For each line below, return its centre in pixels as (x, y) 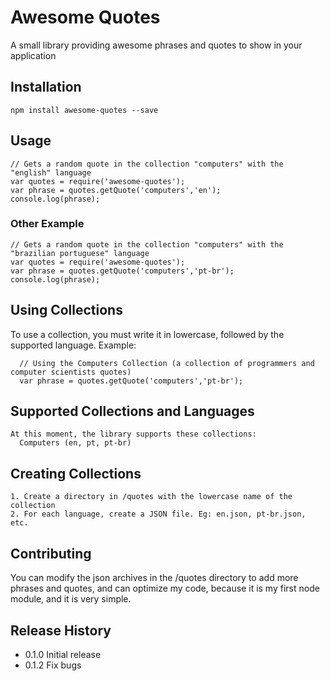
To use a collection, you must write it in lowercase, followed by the (147, 334)
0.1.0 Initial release (63, 654)
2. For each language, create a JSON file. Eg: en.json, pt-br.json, (158, 514)
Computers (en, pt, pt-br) (75, 443)
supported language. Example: (73, 345)
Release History (61, 630)
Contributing (51, 553)
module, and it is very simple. (71, 599)
